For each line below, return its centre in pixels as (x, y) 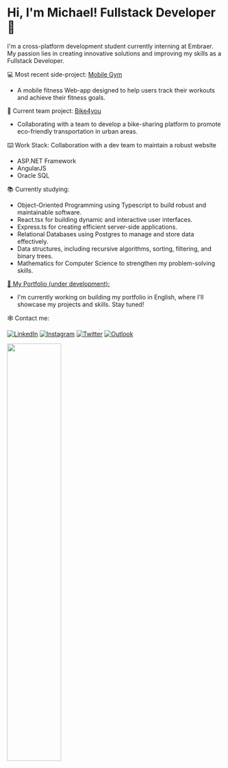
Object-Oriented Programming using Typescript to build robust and (112, 205)
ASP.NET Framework (47, 161)
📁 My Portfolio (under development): (59, 284)
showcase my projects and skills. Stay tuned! (80, 304)
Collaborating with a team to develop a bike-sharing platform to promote (119, 124)
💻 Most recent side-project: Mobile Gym (65, 74)
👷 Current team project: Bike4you (54, 110)
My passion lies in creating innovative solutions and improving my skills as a (114, 53)
